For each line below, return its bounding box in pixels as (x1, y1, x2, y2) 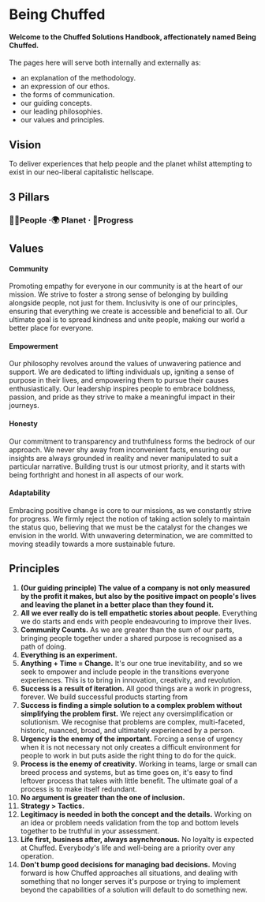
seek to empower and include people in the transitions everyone (20, 667, 230, 676)
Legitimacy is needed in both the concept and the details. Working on (20, 809, 252, 818)
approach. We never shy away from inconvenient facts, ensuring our (9, 444, 232, 455)
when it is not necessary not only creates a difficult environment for (20, 742, 241, 751)
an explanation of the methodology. (20, 73, 136, 83)
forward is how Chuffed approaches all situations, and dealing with (20, 868, 238, 878)
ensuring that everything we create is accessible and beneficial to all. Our (9, 306, 248, 316)
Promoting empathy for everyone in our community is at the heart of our (9, 282, 244, 291)
